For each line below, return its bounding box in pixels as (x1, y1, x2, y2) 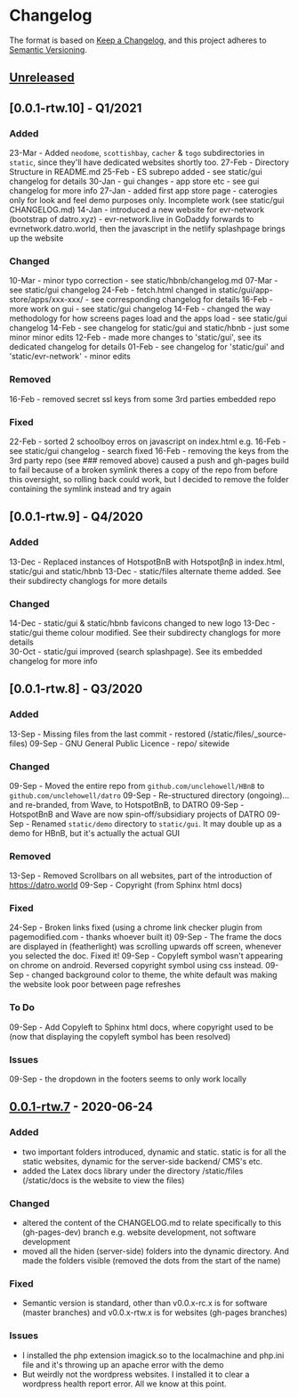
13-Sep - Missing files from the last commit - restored (9, 728, 206, 739)
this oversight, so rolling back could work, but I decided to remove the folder (9, 473, 289, 484)
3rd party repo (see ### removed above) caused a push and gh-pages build (9, 455, 289, 465)
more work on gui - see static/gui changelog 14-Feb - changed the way (9, 304, 271, 315)
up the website (9, 233, 64, 243)
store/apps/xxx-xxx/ (9, 294, 84, 305)
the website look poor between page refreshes (9, 979, 181, 990)
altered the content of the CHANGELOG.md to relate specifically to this (21, 1218, 282, 1229)
